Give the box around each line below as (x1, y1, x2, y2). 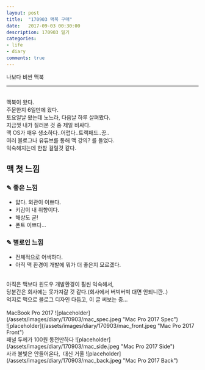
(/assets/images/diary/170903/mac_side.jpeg (6, 343, 120, 350)
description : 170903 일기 (6, 29, 70, 35)
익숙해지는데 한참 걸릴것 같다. (6, 144, 77, 151)
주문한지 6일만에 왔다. (6, 106, 59, 113)
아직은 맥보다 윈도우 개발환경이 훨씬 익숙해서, (6, 280, 114, 288)
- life (6, 42, 23, 48)
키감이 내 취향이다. (15, 206, 60, 214)
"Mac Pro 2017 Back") (123, 357, 178, 364)
